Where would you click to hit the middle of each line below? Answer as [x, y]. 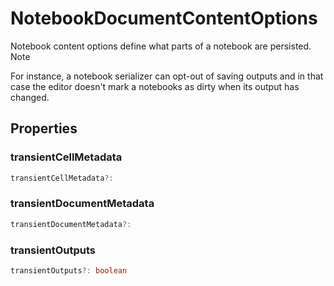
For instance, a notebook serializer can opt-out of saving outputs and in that [167, 76]
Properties [44, 128]
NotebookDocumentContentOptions [164, 18]
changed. [30, 97]
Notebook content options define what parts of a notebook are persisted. [161, 46]
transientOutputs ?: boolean [69, 270]
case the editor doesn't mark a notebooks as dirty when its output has [155, 86]
